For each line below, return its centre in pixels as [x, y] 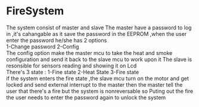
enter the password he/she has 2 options [57, 40]
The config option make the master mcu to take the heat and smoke [89, 53]
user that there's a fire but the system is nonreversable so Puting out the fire [100, 91]
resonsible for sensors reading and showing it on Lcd [71, 65]
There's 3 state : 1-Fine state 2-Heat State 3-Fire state [73, 72]
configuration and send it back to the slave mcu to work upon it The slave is [99, 59]
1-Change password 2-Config [43, 47]
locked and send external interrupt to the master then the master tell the [94, 84]
